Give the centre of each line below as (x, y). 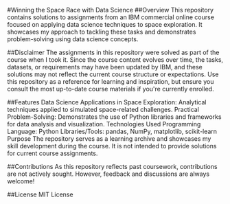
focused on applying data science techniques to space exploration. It (105, 24)
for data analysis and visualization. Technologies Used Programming (104, 124)
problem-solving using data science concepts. (73, 39)
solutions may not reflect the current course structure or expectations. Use (113, 74)
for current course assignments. (53, 153)
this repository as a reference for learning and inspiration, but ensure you (111, 81)
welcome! (21, 181)
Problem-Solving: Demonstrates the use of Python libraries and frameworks (114, 117)
